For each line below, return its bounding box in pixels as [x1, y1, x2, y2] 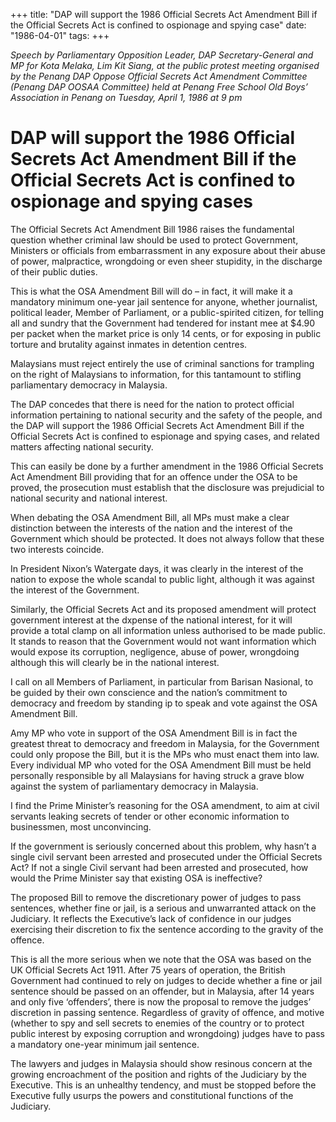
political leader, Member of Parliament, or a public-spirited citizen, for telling [10, 306, 325, 318]
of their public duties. [10, 265, 98, 278]
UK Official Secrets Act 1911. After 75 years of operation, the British [10, 964, 286, 976]
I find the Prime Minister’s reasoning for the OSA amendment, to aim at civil [10, 799, 320, 811]
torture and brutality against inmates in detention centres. [10, 338, 248, 350]
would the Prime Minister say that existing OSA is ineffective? [10, 872, 263, 884]
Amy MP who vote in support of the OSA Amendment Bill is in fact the [10, 727, 298, 739]
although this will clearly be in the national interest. [10, 656, 220, 668]
